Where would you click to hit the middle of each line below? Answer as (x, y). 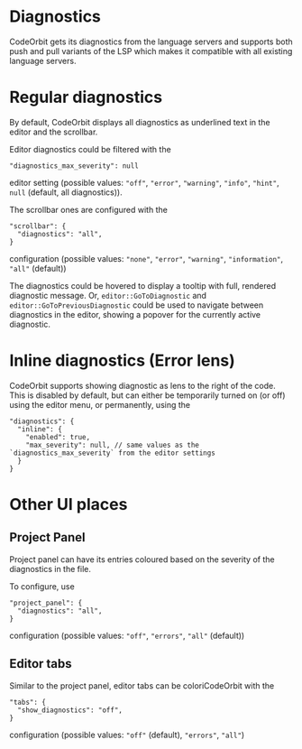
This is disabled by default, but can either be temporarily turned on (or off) (147, 395)
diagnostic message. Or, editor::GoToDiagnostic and (108, 295)
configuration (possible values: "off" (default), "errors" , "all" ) (127, 735)
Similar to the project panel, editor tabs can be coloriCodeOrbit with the (142, 685)
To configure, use (42, 586)
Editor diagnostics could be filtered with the (90, 149)
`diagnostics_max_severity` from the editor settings (113, 453)
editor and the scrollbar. (54, 132)
